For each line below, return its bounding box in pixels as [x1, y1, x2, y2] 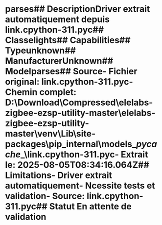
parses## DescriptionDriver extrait [5, 3, 150, 15]
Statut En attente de [49, 201, 132, 212]
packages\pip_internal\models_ [5, 138, 137, 150]
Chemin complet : [5, 87, 77, 98]
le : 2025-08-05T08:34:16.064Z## [5, 159, 149, 171]
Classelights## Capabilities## [5, 35, 131, 46]
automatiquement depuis [5, 14, 110, 25]
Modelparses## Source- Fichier [5, 66, 138, 77]
